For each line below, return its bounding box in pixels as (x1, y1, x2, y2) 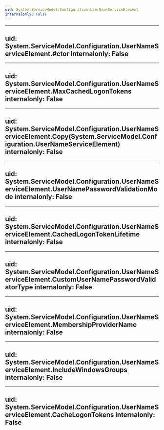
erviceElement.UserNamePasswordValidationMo (5, 185, 158, 193)
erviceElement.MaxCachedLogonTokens (5, 87, 132, 95)
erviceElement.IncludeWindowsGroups (5, 365, 128, 374)
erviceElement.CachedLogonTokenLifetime (5, 230, 140, 238)
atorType (5, 283, 33, 291)
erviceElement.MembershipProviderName (5, 321, 137, 329)
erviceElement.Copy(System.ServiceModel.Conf (5, 132, 158, 141)
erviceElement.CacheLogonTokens (5, 411, 114, 419)
